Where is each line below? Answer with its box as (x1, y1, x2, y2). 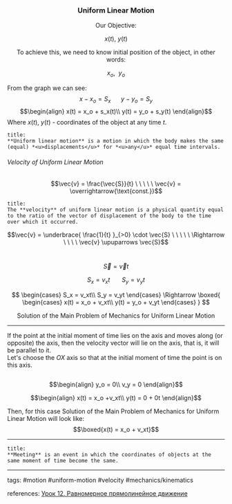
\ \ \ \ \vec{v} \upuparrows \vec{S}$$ (63, 238, 169, 246)
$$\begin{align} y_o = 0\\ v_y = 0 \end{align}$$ (49, 380, 183, 388)
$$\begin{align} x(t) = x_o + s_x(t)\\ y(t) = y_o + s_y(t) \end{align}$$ (19, 107, 213, 116)
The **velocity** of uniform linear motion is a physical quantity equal (7, 206, 224, 213)
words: (106, 55, 126, 64)
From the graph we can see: (7, 84, 88, 92)
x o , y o (106, 69, 126, 79)
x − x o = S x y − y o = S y (79, 95, 153, 105)
